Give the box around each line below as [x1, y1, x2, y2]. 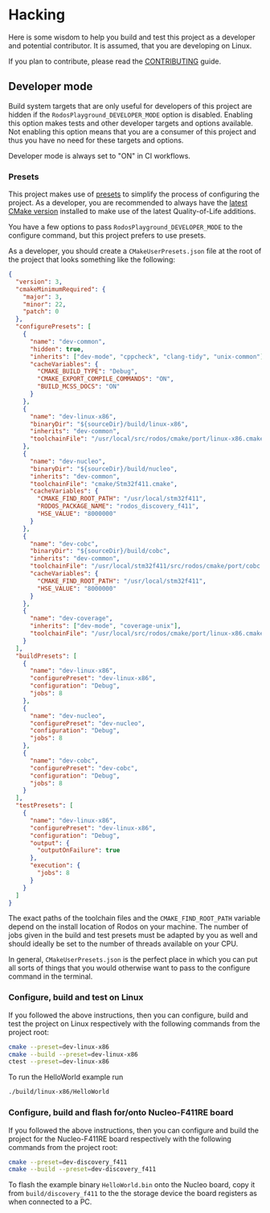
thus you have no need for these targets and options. [8, 135, 184, 145]
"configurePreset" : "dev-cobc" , [29, 764, 138, 772]
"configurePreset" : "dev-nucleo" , [29, 719, 146, 728]
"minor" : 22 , [22, 300, 67, 308]
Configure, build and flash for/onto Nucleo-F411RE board [8, 1107, 234, 1118]
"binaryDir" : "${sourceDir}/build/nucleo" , [29, 464, 178, 472]
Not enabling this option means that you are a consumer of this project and [8, 126, 257, 136]
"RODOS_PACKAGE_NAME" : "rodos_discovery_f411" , [37, 502, 199, 510]
